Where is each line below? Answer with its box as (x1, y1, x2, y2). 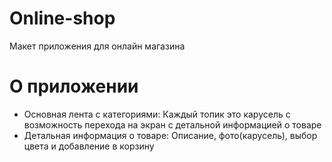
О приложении (9, 75, 139, 98)
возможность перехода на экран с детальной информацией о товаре (23, 118, 322, 131)
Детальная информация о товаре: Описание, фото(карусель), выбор (23, 129, 318, 141)
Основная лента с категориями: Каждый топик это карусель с (23, 108, 291, 120)
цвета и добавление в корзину (23, 140, 155, 152)
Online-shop (9, 7, 116, 30)
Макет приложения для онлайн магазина (9, 40, 186, 52)
